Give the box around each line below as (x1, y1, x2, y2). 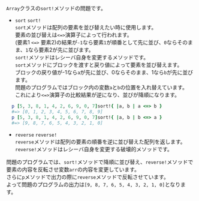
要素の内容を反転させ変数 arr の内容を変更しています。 (6, 166, 140, 173)
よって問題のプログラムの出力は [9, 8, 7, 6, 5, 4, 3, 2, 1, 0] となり (6, 181, 181, 188)
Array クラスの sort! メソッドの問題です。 (6, 5, 106, 11)
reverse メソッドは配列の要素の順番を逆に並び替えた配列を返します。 (14, 138, 186, 145)
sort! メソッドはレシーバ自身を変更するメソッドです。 (14, 54, 149, 61)
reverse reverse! (14, 132, 58, 138)
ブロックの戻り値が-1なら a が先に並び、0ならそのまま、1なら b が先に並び (14, 69, 194, 76)
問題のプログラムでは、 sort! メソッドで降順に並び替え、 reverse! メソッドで (6, 158, 194, 166)
